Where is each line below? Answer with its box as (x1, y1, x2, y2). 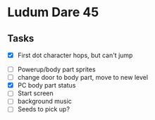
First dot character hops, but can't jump (17, 51, 133, 59)
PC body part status (17, 81, 76, 90)
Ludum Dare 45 (7, 4, 99, 20)
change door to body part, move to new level (17, 73, 149, 82)
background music (17, 97, 73, 106)
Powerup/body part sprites (17, 65, 97, 74)
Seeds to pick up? (17, 105, 70, 114)
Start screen (17, 89, 54, 97)
